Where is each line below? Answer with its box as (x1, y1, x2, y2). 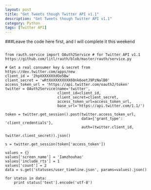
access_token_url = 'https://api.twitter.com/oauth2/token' (5, 82, 130, 87)
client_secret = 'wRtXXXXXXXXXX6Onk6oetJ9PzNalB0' (5, 78, 110, 83)
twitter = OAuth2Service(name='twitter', (5, 86, 91, 92)
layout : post (5, 7, 32, 12)
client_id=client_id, (57, 91, 101, 95)
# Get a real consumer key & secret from (5, 65, 91, 70)
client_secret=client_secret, (57, 95, 119, 100)
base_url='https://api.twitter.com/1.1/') (57, 103, 145, 109)
